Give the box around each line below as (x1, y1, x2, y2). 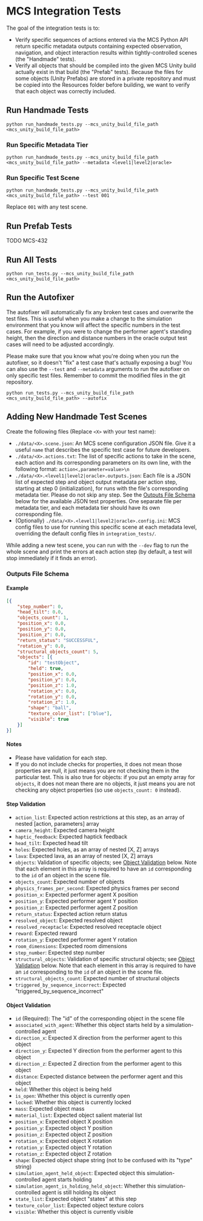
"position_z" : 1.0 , (28, 682, 78, 689)
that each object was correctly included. (15, 87, 116, 95)
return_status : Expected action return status (15, 911, 128, 918)
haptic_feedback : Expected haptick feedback (15, 833, 128, 840)
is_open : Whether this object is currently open (15, 1092, 130, 1100)
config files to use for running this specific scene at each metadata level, (15, 523, 197, 530)
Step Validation (6, 800, 46, 808)
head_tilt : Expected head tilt (15, 840, 88, 847)
